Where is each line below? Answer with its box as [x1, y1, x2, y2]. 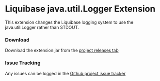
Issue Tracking [5, 59, 41, 66]
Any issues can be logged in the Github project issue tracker [5, 70, 126, 76]
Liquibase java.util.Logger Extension [5, 3, 156, 14]
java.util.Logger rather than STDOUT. [5, 24, 79, 30]
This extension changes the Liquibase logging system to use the [5, 19, 134, 25]
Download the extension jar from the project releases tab [5, 47, 119, 54]
